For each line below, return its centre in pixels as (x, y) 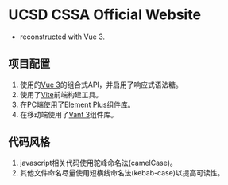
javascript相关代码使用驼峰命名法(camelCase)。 (98, 163)
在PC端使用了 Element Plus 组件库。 (77, 104)
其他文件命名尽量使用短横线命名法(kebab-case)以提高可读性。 (122, 172)
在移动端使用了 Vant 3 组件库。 (69, 114)
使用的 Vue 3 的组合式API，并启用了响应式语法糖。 (101, 85)
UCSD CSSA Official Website (104, 15)
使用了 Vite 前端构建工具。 (61, 94)
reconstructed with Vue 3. (62, 37)
